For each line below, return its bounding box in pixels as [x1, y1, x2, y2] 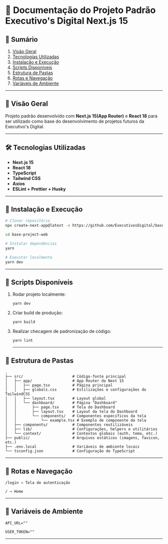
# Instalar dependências [5, 241, 57, 246]
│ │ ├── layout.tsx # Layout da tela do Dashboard [5, 409, 137, 414]
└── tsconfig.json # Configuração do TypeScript [5, 449, 135, 454]
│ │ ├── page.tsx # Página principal [5, 383, 113, 388]
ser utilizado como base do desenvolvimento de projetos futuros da [5, 118, 144, 124]
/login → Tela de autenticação [5, 480, 70, 485]
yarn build [12, 319, 35, 325]
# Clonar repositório [5, 218, 50, 224]
